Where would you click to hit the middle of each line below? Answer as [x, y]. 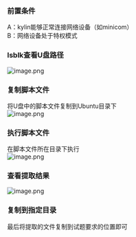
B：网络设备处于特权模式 [42, 36]
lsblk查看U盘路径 [35, 55]
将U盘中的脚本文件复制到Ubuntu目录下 [62, 106]
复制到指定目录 [32, 210]
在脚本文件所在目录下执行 [43, 149]
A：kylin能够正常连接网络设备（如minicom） [70, 27]
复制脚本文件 [29, 89]
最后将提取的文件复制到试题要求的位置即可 [67, 226]
